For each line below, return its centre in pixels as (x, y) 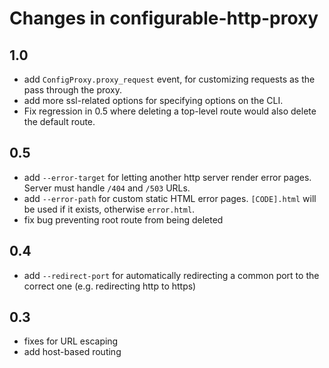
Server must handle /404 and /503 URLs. (107, 188)
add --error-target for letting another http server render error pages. (167, 177)
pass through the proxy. (73, 90)
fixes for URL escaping (71, 341)
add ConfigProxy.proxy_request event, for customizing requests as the (169, 79)
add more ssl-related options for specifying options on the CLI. (153, 100)
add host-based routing (72, 352)
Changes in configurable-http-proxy (164, 18)
